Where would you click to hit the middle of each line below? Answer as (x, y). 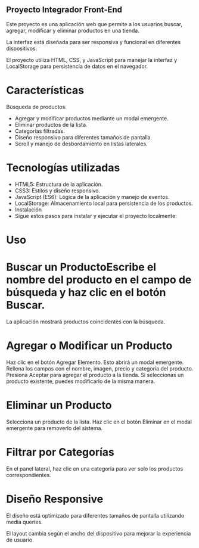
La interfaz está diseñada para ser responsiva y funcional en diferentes (94, 42)
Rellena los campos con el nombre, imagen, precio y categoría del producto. (100, 368)
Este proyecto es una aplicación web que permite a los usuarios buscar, (94, 24)
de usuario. (20, 540)
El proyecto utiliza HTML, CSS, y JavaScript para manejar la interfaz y (92, 60)
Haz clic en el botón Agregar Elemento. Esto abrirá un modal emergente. (95, 362)
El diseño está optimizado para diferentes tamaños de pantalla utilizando (95, 515)
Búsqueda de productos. (36, 107)
